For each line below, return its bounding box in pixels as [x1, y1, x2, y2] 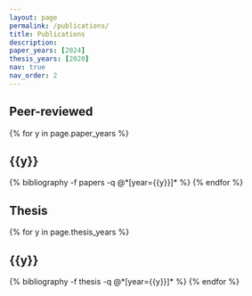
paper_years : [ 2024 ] [9, 46, 86, 55]
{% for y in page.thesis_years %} [9, 226, 130, 237]
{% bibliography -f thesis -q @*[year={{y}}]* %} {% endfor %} [9, 276, 240, 286]
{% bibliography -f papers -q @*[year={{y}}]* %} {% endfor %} [9, 177, 244, 188]
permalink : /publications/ [9, 21, 110, 30]
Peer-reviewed [9, 104, 93, 119]
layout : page [9, 12, 58, 22]
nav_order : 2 [9, 71, 58, 80]
